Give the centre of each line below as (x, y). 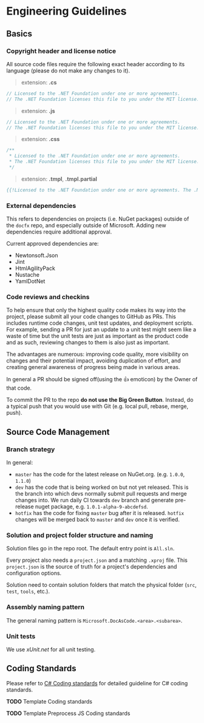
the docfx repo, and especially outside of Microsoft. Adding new (86, 226)
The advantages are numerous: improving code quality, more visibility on (97, 355)
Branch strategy (31, 449)
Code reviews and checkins (48, 297)
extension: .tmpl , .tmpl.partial (59, 179)
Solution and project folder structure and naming (80, 535)
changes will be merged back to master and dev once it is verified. (97, 520)
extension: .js (38, 111)
